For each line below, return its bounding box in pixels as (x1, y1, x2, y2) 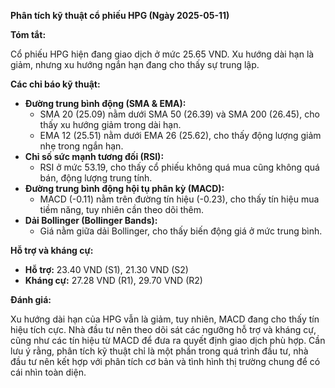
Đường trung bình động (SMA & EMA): (24, 98, 187, 109)
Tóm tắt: (10, 29, 47, 40)
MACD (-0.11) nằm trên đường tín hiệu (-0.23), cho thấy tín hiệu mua (39, 193, 320, 205)
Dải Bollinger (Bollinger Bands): (24, 215, 158, 226)
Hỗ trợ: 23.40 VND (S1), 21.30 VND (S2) (24, 264, 189, 275)
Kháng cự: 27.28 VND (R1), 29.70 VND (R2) (24, 275, 203, 286)
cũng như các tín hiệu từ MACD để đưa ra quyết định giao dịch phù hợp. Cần (10, 335, 326, 346)
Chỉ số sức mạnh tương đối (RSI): (24, 151, 165, 162)
